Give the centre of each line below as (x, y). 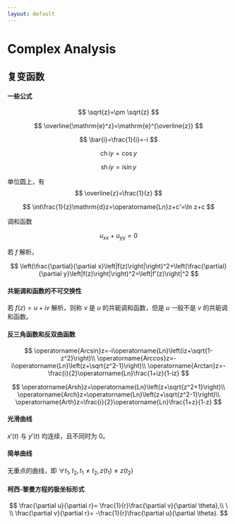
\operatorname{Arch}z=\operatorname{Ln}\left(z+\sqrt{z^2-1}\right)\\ (119, 394)
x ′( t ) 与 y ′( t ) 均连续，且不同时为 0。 (58, 435)
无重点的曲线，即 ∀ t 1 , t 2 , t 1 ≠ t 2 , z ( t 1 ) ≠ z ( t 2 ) (71, 472)
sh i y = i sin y (119, 167)
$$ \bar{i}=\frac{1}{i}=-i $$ (119, 139)
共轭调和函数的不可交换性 (44, 290)
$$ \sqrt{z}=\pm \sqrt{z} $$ (119, 112)
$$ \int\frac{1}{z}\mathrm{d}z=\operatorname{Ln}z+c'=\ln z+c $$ (119, 207)
